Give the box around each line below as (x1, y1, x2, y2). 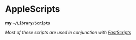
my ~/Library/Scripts (5, 20, 50, 26)
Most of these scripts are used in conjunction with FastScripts (5, 29, 132, 35)
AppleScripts (5, 3, 60, 15)
